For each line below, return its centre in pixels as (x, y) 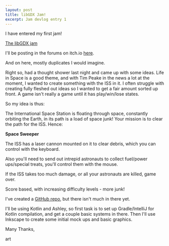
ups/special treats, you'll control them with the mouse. (62, 164)
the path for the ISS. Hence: (34, 125)
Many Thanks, (20, 229)
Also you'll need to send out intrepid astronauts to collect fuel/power (76, 159)
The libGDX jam (21, 43)
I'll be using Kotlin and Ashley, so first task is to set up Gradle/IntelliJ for (80, 209)
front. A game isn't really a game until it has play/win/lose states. (72, 94)
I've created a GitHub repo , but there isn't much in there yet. (68, 199)
